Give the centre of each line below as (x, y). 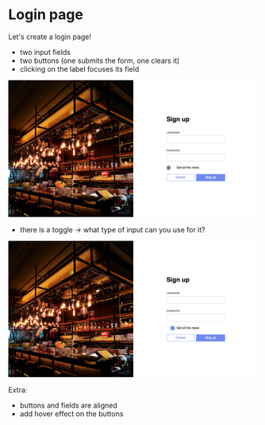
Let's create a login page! (50, 37)
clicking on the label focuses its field (79, 68)
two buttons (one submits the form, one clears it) (100, 60)
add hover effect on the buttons (71, 414)
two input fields (45, 52)
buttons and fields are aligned (68, 406)
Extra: (18, 390)
